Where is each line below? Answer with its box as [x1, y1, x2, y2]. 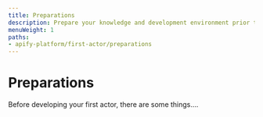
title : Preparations [8, 11, 76, 19]
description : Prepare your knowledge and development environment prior [8, 19, 250, 27]
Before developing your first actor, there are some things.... [8, 100, 199, 109]
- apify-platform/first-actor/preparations [8, 41, 153, 48]
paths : [8, 33, 30, 41]
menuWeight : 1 [8, 26, 55, 34]
